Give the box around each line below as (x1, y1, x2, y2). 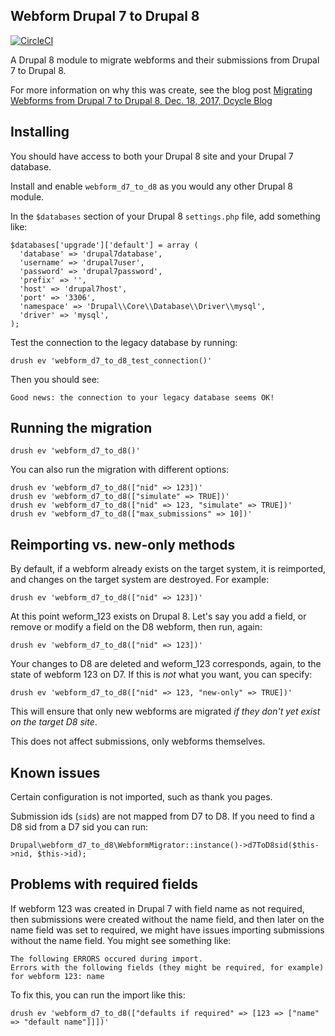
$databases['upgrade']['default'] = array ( (10, 240, 199, 250)
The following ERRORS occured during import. (10, 954, 203, 964)
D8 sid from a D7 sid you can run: (10, 821, 149, 833)
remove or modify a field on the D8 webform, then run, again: (10, 621, 263, 633)
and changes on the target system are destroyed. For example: (10, 574, 270, 586)
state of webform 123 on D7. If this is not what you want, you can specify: (10, 669, 313, 681)
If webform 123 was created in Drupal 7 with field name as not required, (10, 902, 305, 914)
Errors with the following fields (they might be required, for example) (10, 962, 325, 973)
